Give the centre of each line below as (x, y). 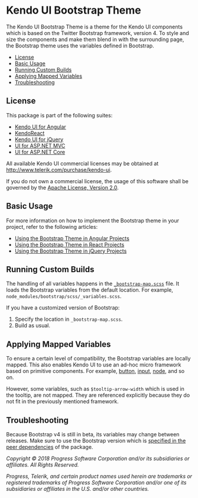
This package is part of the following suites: (59, 115)
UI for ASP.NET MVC (40, 145)
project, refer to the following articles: (52, 226)
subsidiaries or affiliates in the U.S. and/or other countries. (78, 489)
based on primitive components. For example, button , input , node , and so (95, 371)
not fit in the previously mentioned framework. (63, 401)
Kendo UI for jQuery (39, 139)
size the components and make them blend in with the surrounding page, (95, 39)
